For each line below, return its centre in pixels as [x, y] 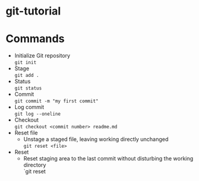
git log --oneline [37, 114]
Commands [35, 39]
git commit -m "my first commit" [56, 101]
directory [35, 165]
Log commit [29, 107]
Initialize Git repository [42, 56]
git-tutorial [33, 11]
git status [28, 88]
